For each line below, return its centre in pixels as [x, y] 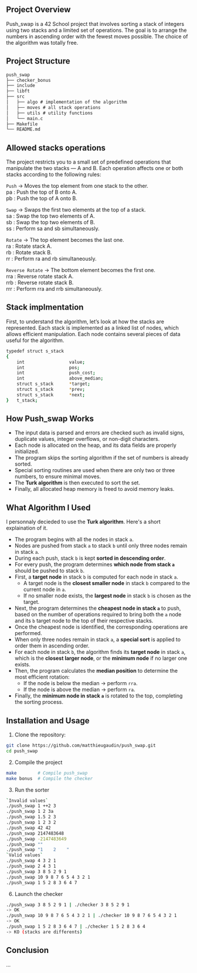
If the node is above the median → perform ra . [79, 690]
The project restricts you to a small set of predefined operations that [89, 162]
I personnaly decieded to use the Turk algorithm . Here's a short [84, 522]
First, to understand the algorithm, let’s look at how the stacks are [85, 321]
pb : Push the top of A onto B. [42, 198]
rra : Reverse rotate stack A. [40, 277]
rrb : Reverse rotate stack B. [40, 283]
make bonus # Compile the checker [50, 778]
